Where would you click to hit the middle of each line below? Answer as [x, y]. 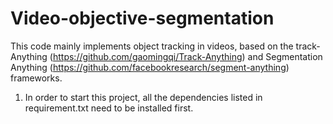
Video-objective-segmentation [142, 18]
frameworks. [36, 78]
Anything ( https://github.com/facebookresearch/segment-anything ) [150, 67]
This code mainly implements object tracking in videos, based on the [152, 46]
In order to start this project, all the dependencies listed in [143, 97]
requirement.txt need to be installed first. [109, 108]
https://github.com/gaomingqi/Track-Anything [147, 56]
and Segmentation [285, 56]
